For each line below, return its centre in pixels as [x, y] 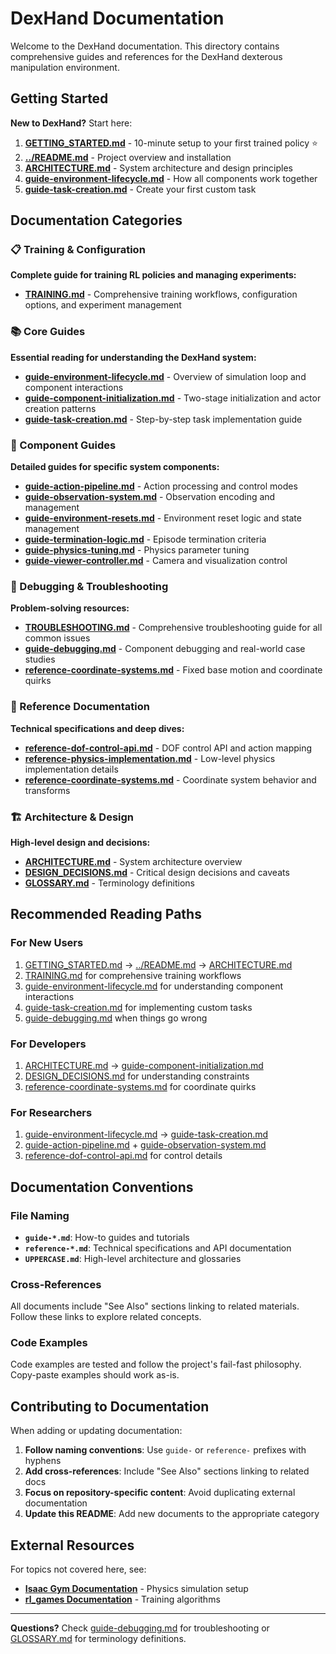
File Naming [40, 1215]
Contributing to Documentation [110, 1406]
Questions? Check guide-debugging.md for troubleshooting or [140, 1628]
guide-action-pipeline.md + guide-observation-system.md [145, 1145]
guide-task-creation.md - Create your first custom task [140, 189]
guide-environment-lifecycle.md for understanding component [154, 986]
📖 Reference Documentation [80, 707]
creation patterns [60, 408]
